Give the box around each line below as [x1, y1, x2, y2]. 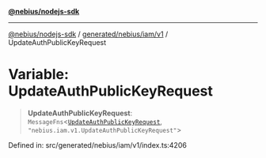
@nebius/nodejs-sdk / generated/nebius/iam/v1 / [8, 29, 169, 39]
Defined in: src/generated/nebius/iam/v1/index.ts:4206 [8, 140, 188, 149]
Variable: [8, 66, 70, 84]
